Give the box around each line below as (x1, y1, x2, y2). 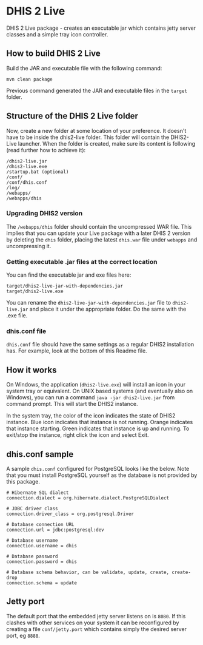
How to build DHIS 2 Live (6, 49, 101, 59)
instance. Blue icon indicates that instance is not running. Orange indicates (6, 419, 193, 426)
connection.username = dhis (6, 543, 78, 549)
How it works (6, 365, 57, 375)
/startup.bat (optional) (6, 169, 69, 175)
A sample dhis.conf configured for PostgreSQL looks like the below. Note (6, 465, 190, 473)
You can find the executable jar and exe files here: (6, 271, 131, 279)
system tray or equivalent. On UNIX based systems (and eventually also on (6, 387, 193, 395)
